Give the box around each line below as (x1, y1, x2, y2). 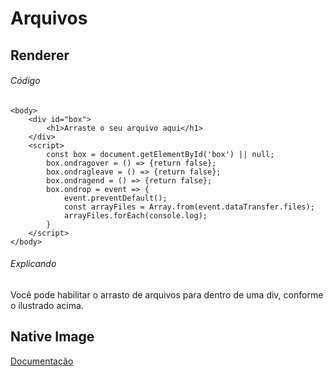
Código (10, 75, 41, 87)
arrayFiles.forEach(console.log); (63, 210, 208, 221)
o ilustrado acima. (10, 299, 84, 311)
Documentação (10, 355, 74, 367)
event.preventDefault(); (63, 193, 168, 203)
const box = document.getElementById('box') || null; (46, 149, 275, 159)
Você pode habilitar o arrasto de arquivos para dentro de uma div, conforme (10, 288, 324, 301)
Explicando (10, 258, 57, 270)
